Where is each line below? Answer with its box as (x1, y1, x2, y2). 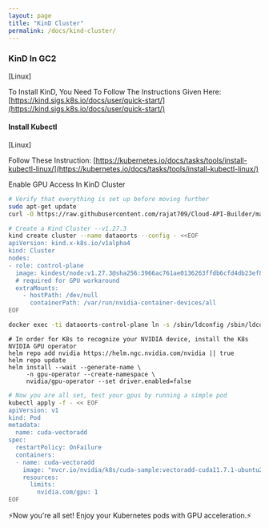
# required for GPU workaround (15, 276, 120, 284)
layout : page (8, 11, 52, 20)
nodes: (8, 254, 30, 262)
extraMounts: (15, 284, 59, 292)
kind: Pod (8, 413, 42, 421)
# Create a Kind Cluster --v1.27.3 (8, 224, 127, 232)
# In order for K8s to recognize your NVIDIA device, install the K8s (8, 335, 249, 343)
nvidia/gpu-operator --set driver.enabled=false (26, 377, 192, 385)
